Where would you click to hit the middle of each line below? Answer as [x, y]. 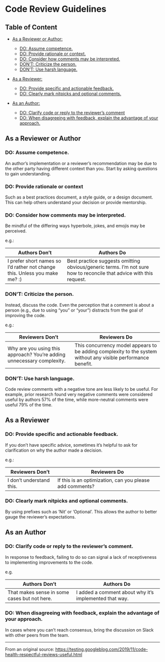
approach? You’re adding [36, 354]
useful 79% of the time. [29, 404]
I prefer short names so [34, 261]
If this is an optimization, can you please [103, 480]
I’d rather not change [31, 267]
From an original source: [30, 649]
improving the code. [25, 315]
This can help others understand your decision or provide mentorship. [76, 202]
